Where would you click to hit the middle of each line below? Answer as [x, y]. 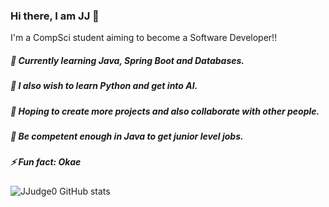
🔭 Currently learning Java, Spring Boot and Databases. [127, 60]
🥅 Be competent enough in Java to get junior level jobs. [127, 136]
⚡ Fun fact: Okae [46, 162]
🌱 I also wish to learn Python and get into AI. [104, 86]
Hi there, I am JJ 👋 [55, 16]
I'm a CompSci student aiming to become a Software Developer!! [144, 38]
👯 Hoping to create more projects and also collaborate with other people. [165, 111]
